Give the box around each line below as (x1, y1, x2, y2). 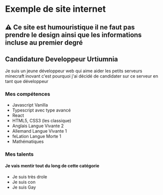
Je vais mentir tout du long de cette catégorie (5, 163, 99, 169)
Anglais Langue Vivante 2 (12, 123, 64, 129)
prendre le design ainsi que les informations (5, 30, 142, 39)
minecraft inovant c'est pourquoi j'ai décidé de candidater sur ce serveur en (5, 73, 158, 79)
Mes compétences (5, 91, 50, 98)
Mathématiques (12, 139, 44, 144)
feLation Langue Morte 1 (12, 133, 61, 139)
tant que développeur (5, 79, 49, 84)
